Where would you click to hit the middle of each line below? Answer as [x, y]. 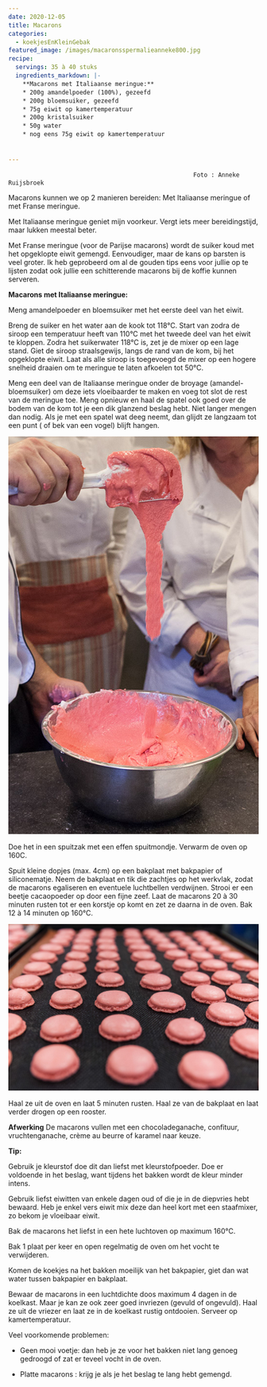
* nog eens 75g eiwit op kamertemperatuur [94, 134]
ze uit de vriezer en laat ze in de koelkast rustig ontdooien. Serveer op [123, 1311]
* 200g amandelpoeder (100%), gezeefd [87, 92]
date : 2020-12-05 [37, 17]
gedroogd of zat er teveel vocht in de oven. [90, 1359]
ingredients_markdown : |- [58, 76]
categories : [28, 33]
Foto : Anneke [217, 175]
